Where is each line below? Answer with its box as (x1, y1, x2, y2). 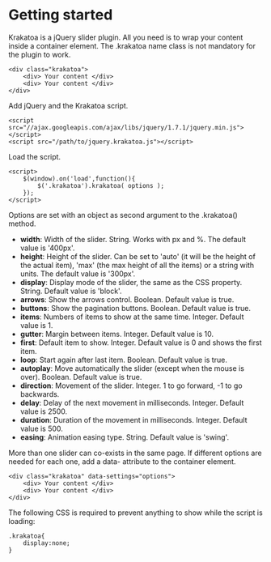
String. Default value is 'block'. (19, 286, 122, 296)
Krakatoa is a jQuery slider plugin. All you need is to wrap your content (8, 32, 243, 42)
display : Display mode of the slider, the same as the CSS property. (19, 277, 243, 287)
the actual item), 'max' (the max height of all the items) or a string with (19, 260, 255, 270)
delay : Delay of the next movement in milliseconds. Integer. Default (19, 398, 244, 407)
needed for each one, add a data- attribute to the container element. (8, 456, 236, 466)
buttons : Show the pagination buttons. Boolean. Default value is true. (19, 303, 252, 313)
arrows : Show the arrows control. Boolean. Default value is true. (19, 294, 235, 304)
